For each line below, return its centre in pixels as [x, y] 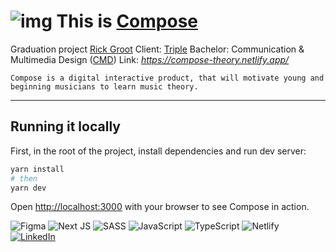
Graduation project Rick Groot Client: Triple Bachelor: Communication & [157, 49]
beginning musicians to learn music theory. [104, 86]
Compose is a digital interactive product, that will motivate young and [167, 78]
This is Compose [127, 21]
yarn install [37, 169]
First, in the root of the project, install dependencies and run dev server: [158, 151]
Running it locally [65, 126]
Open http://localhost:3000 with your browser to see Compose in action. [160, 207]
